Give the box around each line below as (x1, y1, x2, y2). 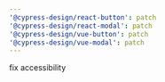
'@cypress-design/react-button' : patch (9, 12, 157, 22)
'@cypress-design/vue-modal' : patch (9, 37, 145, 47)
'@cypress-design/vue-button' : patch (9, 29, 149, 38)
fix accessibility (9, 62, 67, 73)
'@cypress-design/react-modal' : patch (9, 21, 153, 30)
